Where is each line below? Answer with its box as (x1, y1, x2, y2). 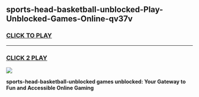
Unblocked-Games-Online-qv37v (6, 14, 133, 24)
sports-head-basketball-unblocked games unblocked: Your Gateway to (6, 78, 186, 85)
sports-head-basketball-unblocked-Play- (6, 5, 163, 15)
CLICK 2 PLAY (6, 53, 47, 62)
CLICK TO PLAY (6, 32, 52, 40)
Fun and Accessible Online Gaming (6, 84, 94, 91)
